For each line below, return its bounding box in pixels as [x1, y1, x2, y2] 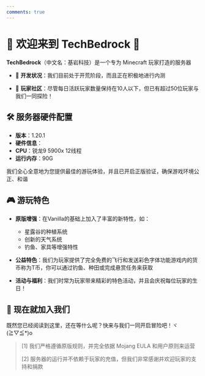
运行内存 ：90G [15, 155, 53, 162]
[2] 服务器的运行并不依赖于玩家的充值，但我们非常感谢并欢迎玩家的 [21, 355, 192, 363]
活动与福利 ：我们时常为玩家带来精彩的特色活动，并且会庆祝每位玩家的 [15, 277, 193, 284]
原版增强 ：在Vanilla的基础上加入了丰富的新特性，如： [15, 215, 150, 223]
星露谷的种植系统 [24, 228, 68, 235]
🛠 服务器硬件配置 [6, 111, 73, 122]
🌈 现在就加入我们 [6, 304, 70, 315]
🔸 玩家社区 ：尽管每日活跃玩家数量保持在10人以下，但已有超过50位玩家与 [15, 84, 199, 92]
